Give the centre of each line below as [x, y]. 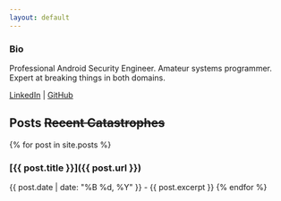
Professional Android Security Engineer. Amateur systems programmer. [141, 68]
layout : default [39, 17]
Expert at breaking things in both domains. [87, 78]
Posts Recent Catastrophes [87, 123]
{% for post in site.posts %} [60, 145]
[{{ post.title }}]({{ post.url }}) [75, 168]
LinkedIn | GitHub [41, 95]
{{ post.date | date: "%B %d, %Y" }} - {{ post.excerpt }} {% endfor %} [138, 188]
